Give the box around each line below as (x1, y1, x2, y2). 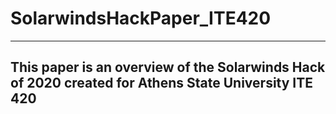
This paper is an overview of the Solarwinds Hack (10, 59, 326, 76)
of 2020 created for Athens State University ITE (10, 75, 314, 92)
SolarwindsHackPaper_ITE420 (10, 7, 272, 30)
